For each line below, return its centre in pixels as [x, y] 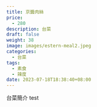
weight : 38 [20, 40]
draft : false [23, 35]
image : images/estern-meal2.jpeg [49, 46]
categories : [21, 52]
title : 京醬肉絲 [25, 12]
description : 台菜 [29, 29]
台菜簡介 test [23, 98]
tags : [13, 63]
